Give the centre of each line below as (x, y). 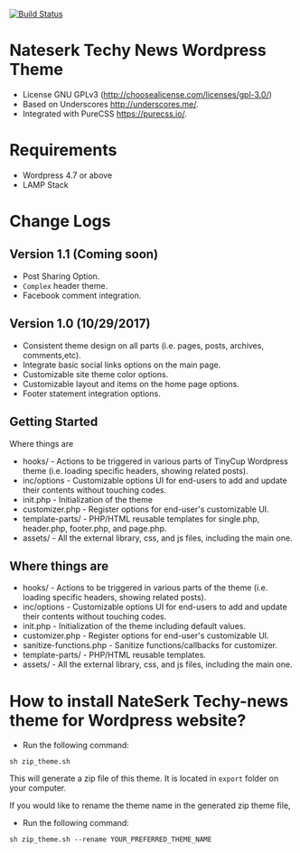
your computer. (38, 788)
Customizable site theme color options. (95, 374)
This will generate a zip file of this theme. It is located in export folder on (144, 779)
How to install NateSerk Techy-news (149, 701)
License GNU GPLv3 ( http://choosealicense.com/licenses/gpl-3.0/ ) (147, 94)
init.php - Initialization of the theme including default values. (134, 626)
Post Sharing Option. (61, 276)
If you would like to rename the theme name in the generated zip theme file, (150, 806)
